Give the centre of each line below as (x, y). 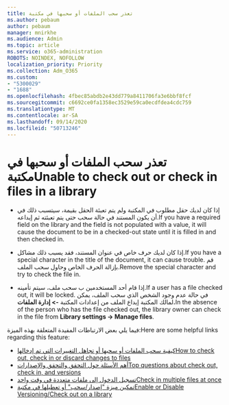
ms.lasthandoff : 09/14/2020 (47, 122)
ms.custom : (23, 77)
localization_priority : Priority (55, 64)
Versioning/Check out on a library (64, 394)
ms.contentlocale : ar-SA (43, 115)
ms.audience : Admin (35, 39)
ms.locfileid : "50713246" (44, 128)
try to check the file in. (49, 274)
